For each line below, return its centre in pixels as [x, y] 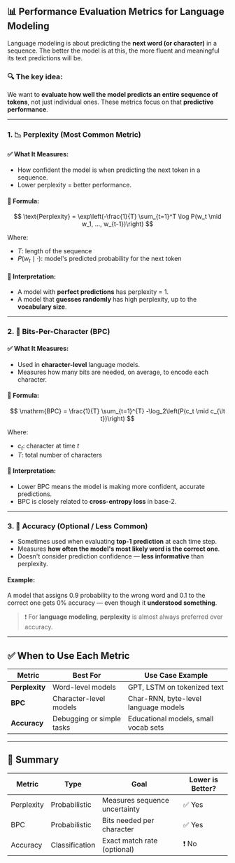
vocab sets [146, 728]
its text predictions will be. [45, 58]
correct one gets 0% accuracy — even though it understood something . [112, 603]
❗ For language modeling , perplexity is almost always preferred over [123, 617]
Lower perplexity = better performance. [74, 185]
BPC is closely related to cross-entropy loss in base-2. [97, 501]
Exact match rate [130, 841]
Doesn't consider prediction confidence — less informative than [111, 556]
